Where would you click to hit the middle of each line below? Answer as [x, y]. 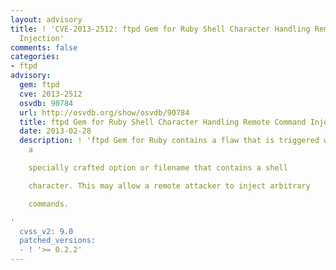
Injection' [42, 38]
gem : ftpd [39, 85]
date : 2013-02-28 [55, 131]
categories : [35, 57]
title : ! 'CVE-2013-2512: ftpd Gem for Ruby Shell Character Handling [160, 29]
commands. [49, 204]
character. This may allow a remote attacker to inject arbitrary [169, 186]
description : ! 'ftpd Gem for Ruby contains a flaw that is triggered [169, 141]
